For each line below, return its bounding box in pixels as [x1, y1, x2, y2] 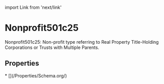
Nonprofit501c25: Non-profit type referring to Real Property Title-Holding [5, 39, 159, 45]
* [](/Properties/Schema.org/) [5, 72, 67, 78]
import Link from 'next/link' [5, 5, 62, 10]
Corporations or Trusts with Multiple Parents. [5, 44, 100, 50]
